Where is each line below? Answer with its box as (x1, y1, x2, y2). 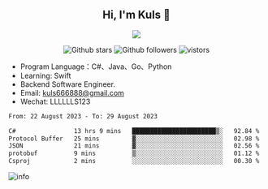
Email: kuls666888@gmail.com (19, 88, 124, 97)
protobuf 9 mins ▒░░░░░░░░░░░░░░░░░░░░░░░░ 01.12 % (8, 149, 260, 158)
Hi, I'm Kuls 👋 (102, 8, 171, 22)
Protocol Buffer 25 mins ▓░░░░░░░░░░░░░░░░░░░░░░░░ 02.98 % (8, 135, 260, 143)
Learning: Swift (19, 71, 71, 80)
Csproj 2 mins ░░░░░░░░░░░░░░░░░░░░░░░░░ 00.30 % (8, 157, 260, 165)
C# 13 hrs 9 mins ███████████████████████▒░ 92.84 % (8, 127, 260, 135)
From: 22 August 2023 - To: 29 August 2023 (8, 112, 158, 120)
